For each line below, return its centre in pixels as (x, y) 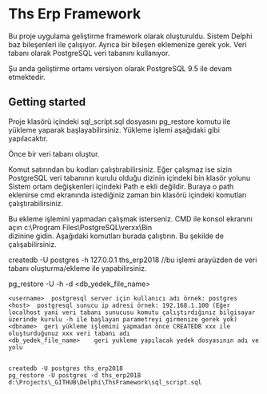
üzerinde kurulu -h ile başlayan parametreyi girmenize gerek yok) (123, 319)
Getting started (47, 102)
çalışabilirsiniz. (33, 244)
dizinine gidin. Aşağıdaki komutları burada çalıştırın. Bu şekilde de (116, 236)
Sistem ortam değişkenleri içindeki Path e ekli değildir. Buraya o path (121, 186)
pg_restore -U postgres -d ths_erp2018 (75, 375)
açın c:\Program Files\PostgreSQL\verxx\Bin (80, 227)
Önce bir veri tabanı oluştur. (54, 153)
